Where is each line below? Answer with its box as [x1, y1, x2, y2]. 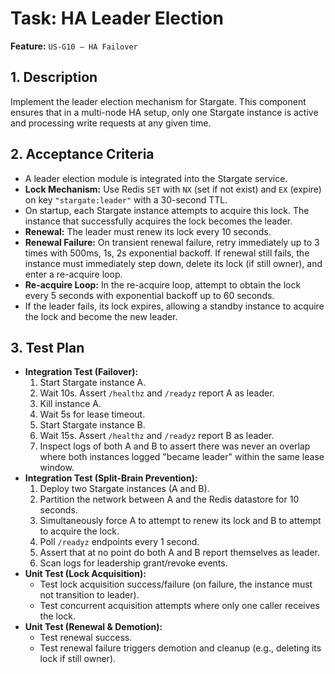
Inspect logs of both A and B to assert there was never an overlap [39, 440, 311, 452]
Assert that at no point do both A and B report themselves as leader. [39, 547, 321, 559]
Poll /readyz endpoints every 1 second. [39, 536, 200, 548]
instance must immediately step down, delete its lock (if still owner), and [24, 257, 323, 269]
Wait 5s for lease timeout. [39, 408, 146, 421]
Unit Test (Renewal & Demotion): [24, 621, 163, 633]
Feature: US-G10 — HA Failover [10, 40, 138, 52]
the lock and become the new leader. [24, 310, 178, 322]
